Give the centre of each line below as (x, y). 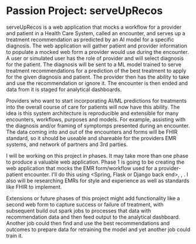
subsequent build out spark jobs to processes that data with (79, 211)
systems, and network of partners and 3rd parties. (67, 144)
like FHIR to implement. (34, 187)
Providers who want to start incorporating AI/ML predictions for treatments (96, 100)
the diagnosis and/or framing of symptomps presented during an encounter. (98, 126)
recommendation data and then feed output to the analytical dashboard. (93, 217)
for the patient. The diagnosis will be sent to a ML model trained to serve (94, 64)
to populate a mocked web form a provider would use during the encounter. (97, 52)
